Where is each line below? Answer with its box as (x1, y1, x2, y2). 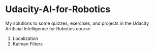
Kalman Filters (12, 40, 43, 46)
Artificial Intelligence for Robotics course (5, 25, 90, 31)
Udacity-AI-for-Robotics (5, 4, 111, 15)
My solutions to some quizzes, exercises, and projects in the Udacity (5, 20, 149, 26)
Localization (12, 35, 39, 41)
